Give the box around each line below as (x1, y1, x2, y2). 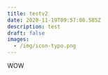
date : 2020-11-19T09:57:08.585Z (7, 17, 101, 24)
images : (7, 36, 30, 43)
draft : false (7, 29, 45, 37)
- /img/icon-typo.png (13, 42, 77, 49)
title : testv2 (7, 10, 49, 17)
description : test (7, 23, 61, 30)
